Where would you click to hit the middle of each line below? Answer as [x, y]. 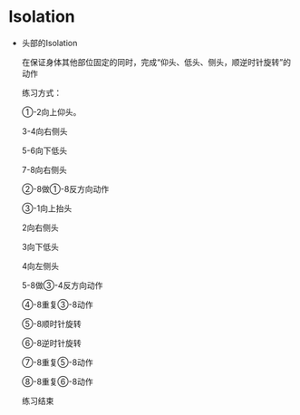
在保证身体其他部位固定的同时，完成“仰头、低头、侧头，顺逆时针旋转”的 [156, 62]
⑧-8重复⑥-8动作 [57, 381]
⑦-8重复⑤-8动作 [57, 362]
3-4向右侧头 [44, 131]
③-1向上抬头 [47, 208]
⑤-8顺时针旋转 [52, 323]
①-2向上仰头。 [51, 111]
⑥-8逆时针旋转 [52, 343]
